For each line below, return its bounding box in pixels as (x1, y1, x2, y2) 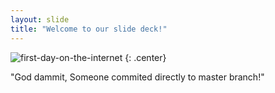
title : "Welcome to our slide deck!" (10, 24, 168, 34)
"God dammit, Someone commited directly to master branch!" (10, 71, 265, 83)
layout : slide (10, 14, 70, 25)
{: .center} (124, 51, 167, 63)
